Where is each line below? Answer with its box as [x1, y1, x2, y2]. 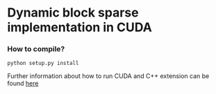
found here [7, 79, 39, 88]
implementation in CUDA [7, 19, 153, 35]
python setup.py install [7, 60, 79, 67]
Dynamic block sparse [7, 5, 139, 21]
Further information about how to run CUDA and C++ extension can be [7, 72, 210, 80]
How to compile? [7, 44, 65, 54]
